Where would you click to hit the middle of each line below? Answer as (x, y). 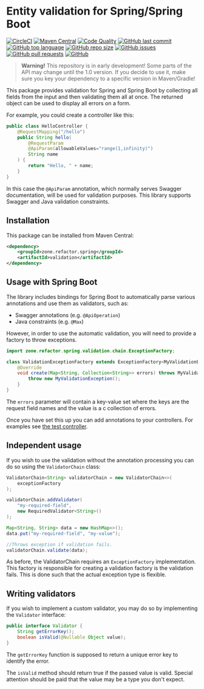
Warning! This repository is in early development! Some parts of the (107, 66)
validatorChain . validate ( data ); (47, 550)
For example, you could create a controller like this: (70, 115)
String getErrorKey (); (46, 632)
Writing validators (41, 594)
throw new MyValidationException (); (74, 379)
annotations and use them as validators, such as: (67, 303)
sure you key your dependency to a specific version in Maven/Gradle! (108, 78)
